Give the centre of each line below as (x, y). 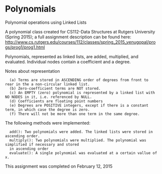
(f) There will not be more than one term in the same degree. (74, 114)
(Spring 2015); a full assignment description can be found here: (68, 37)
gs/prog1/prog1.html (25, 47)
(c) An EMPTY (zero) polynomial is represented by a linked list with (82, 93)
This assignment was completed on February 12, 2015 (59, 166)
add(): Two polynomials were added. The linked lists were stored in (81, 132)
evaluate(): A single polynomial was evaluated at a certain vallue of (83, 153)
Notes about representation (32, 71)
